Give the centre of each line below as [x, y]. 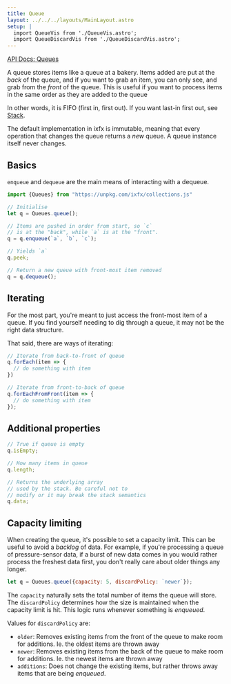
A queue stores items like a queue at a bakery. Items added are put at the [111, 73]
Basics [22, 165]
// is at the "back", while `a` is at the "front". [83, 233]
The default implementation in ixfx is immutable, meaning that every [104, 129]
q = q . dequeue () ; [32, 277]
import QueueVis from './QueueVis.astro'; [75, 33]
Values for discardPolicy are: [49, 623]
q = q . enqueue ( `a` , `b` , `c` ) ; [52, 239]
